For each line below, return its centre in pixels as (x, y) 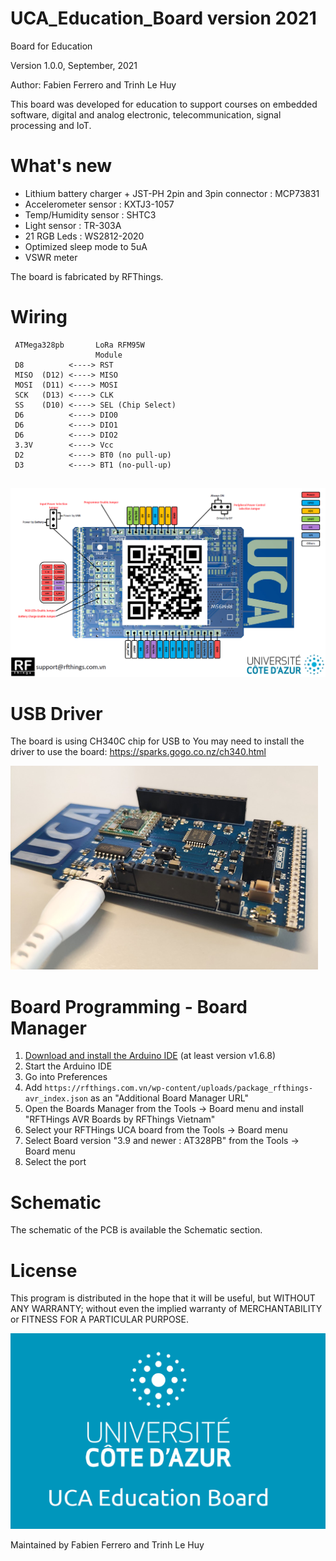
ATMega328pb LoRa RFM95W (79, 345)
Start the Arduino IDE (68, 1066)
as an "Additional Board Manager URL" (169, 1098)
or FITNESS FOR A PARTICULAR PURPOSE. (100, 1319)
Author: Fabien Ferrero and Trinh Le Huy (93, 84)
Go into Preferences (66, 1077)
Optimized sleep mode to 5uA (86, 246)
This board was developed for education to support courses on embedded (164, 104)
